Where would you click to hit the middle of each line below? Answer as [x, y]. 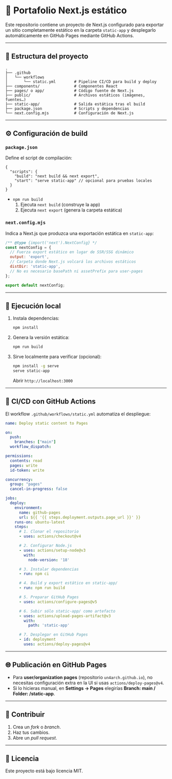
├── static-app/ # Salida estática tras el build [75, 104]
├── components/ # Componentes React [61, 86]
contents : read [26, 460]
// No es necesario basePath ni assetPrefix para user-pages [77, 271]
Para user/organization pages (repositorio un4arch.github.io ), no [82, 677]
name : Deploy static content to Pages [47, 423]
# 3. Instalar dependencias [49, 569]
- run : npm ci [34, 574]
